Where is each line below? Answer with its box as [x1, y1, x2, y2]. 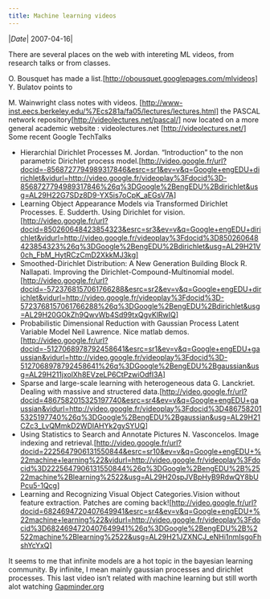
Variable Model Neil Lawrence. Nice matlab [19, 326, 163, 336]
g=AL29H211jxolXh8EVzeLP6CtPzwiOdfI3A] [19, 369, 166, 379]
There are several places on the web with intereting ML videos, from [8, 49, 235, 59]
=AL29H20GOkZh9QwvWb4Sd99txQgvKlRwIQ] [19, 310, 179, 319]
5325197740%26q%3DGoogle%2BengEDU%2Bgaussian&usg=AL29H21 [19, 412, 261, 422]
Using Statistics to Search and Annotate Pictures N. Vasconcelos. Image [19, 429, 260, 439]
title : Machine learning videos [8, 11, 117, 20]
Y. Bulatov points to [8, 82, 73, 92]
